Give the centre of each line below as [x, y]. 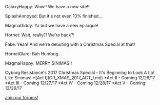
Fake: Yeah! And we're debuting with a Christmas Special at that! [70, 44]
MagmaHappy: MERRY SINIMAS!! [39, 63]
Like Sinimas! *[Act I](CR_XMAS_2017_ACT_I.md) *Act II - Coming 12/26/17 [80, 78]
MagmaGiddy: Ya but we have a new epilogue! [52, 26]
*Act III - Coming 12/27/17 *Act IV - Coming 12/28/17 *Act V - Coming [75, 83]
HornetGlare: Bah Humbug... [33, 54]
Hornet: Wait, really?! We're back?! [40, 35]
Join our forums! [22, 97]
